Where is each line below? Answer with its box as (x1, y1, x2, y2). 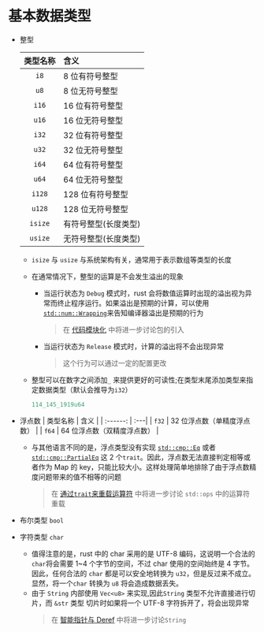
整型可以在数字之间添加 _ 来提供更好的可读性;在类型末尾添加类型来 (31, 375, 247, 385)
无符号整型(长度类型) (62, 233, 141, 244)
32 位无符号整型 (62, 144, 124, 155)
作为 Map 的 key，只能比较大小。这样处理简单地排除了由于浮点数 (38, 462, 250, 471)
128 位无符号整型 (62, 203, 128, 214)
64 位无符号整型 (62, 174, 124, 185)
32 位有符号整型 (62, 129, 124, 140)
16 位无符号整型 (62, 115, 124, 126)
